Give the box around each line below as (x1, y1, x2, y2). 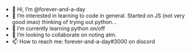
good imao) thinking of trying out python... (11, 19, 117, 25)
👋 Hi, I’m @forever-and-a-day (11, 6, 86, 13)
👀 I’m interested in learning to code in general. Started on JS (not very (11, 12, 185, 19)
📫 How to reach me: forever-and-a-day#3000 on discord (11, 38, 155, 45)
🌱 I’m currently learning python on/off (11, 25, 105, 32)
